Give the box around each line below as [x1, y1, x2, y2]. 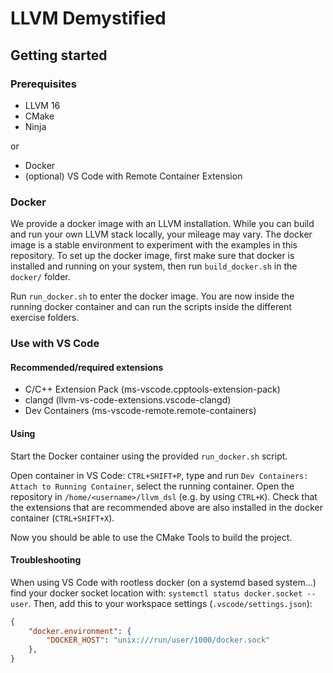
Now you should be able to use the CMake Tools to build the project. [10, 531, 293, 543]
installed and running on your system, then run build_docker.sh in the [10, 260, 298, 272]
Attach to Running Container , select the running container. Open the [10, 480, 295, 492]
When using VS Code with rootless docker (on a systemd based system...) [10, 576, 317, 588]
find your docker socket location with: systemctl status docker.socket [10, 587, 303, 599]
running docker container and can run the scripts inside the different [10, 301, 292, 313]
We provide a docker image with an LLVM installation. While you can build [10, 218, 315, 230]
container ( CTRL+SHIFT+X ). [10, 512, 115, 524]
